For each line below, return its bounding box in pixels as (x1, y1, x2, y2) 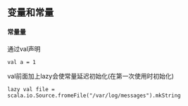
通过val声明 (7, 44, 41, 53)
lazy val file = (7, 86, 55, 93)
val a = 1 (7, 58, 37, 65)
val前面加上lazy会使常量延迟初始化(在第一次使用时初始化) (7, 72, 175, 80)
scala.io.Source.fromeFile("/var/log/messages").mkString (7, 92, 181, 99)
